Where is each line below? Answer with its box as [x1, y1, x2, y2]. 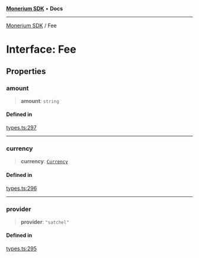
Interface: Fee [6, 43, 76, 56]
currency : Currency [20, 158, 68, 165]
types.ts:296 [6, 185, 37, 192]
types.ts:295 [6, 245, 37, 252]
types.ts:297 [6, 124, 37, 131]
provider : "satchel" [20, 218, 69, 225]
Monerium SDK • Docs [6, 5, 63, 12]
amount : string [20, 97, 59, 104]
